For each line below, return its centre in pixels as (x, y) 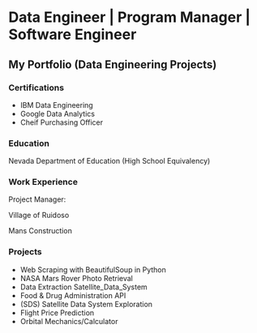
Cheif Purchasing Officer (62, 122)
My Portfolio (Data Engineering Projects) (113, 64)
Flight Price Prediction (57, 313)
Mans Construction (41, 231)
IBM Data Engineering (56, 105)
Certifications (36, 88)
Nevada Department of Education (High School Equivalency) (109, 161)
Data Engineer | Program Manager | (130, 17)
